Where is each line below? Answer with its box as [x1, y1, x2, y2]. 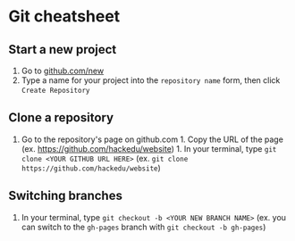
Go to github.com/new [21, 65, 105, 76]
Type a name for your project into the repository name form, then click [21, 75, 281, 86]
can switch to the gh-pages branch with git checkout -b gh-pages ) [21, 221, 266, 232]
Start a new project [8, 42, 117, 57]
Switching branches [8, 188, 122, 204]
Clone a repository [8, 110, 114, 126]
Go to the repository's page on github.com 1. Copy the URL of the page [21, 134, 283, 145]
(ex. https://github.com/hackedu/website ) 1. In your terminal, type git [21, 143, 277, 154]
